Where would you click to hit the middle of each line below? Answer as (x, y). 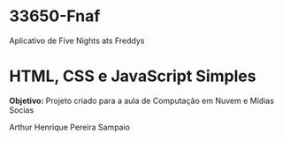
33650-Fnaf (55, 16)
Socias (22, 110)
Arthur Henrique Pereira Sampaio (70, 127)
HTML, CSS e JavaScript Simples (133, 76)
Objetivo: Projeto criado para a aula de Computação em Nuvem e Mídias (141, 100)
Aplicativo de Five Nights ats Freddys (77, 41)
